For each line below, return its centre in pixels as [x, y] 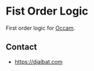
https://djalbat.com [38, 61]
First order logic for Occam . [41, 28]
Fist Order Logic [47, 11]
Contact [21, 47]
